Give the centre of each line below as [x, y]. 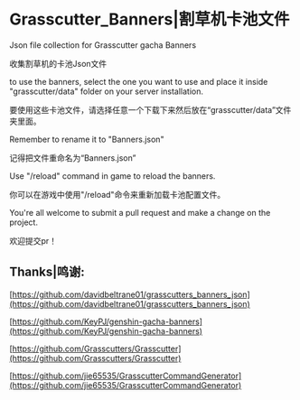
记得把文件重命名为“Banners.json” [73, 158]
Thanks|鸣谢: [47, 272]
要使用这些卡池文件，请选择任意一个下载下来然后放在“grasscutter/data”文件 [150, 109]
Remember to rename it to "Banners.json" [87, 139]
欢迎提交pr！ [33, 240]
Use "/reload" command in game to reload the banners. [112, 176]
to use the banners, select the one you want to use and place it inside [139, 81]
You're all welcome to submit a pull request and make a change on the [140, 212]
